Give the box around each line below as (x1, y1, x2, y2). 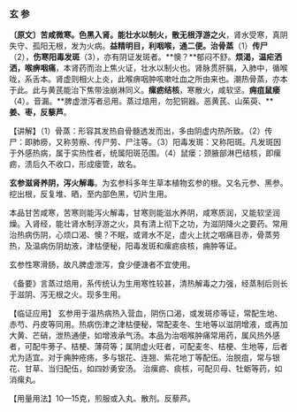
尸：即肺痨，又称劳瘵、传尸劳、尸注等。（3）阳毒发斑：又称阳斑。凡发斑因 (9, 137, 281, 148)
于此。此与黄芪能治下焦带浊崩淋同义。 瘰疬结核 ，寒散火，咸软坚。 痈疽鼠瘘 (9, 85, 280, 95)
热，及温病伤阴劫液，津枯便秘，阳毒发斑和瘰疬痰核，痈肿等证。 (9, 240, 241, 251)
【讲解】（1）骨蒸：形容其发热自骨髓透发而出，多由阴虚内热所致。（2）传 (9, 126, 273, 136)
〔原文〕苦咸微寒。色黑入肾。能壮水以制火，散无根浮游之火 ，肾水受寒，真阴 (9, 29, 288, 41)
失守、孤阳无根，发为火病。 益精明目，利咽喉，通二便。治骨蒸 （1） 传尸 (9, 41, 268, 51)
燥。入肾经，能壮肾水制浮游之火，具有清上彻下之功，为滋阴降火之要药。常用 (9, 218, 288, 229)
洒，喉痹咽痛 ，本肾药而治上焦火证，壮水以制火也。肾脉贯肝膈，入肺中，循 (9, 63, 280, 73)
